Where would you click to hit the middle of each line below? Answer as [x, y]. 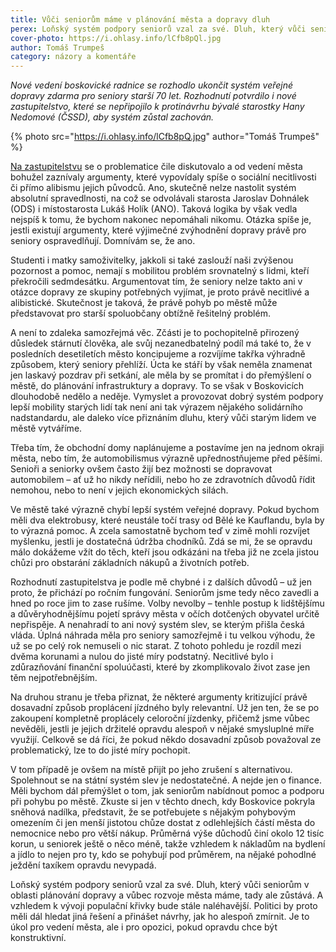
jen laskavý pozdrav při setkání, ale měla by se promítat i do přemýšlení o [161, 375]
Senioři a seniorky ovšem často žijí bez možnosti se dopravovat [141, 469]
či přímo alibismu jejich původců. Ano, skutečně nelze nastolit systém [153, 188]
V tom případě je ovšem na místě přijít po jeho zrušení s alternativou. [151, 770]
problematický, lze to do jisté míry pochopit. [100, 750]
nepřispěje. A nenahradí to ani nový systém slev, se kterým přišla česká [157, 625]
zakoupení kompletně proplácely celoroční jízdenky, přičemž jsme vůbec [160, 718]
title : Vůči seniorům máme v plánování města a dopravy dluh [140, 19]
